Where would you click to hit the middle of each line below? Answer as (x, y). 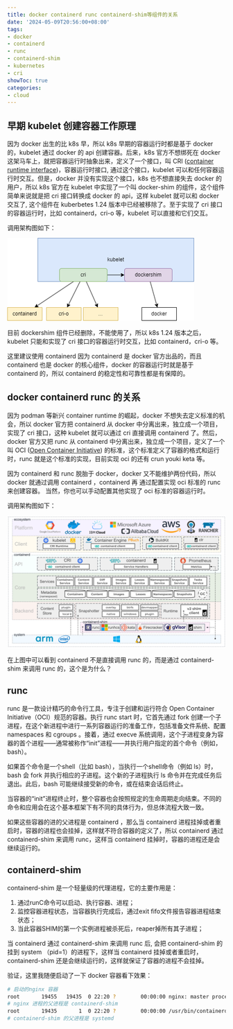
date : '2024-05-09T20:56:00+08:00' (59, 22)
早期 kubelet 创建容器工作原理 (72, 126)
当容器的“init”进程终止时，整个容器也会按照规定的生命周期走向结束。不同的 (114, 798)
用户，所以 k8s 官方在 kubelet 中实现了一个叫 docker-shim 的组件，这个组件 (116, 187)
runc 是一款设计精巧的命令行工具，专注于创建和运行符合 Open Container (111, 708)
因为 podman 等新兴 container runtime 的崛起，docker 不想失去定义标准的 (113, 415)
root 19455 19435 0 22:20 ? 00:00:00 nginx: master (108, 996)
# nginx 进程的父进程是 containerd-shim (63, 1004)
